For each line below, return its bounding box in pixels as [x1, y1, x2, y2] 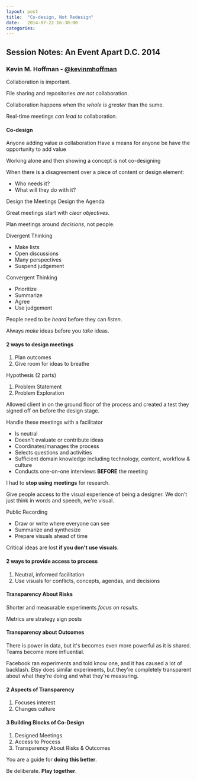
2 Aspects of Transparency [6, 686, 75, 693]
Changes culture [14, 705, 56, 713]
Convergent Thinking [6, 274, 57, 281]
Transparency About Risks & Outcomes [14, 744, 111, 752]
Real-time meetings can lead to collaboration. [6, 112, 117, 120]
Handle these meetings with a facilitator [6, 418, 103, 426]
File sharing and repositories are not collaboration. [6, 89, 129, 96]
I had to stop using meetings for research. [6, 479, 111, 486]
